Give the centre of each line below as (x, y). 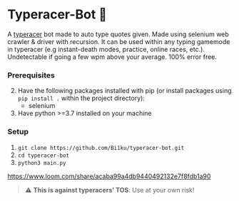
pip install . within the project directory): (81, 98)
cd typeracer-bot (44, 156)
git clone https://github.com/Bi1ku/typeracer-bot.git (101, 148)
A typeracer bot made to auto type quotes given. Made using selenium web (118, 34)
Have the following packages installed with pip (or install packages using (124, 91)
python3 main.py (42, 163)
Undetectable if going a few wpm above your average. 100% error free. (112, 57)
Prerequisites (31, 75)
